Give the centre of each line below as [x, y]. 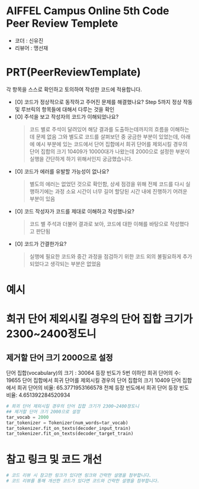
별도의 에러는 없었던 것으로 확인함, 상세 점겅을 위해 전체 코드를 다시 [107, 184]
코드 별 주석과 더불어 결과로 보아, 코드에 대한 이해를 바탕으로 [99, 224]
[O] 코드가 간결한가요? [41, 244]
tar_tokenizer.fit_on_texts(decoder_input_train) [69, 428]
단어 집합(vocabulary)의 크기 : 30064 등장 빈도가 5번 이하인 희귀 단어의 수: [93, 373]
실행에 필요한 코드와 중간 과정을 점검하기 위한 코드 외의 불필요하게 [105, 256]
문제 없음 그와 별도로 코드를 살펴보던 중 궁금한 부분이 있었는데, [107, 137]
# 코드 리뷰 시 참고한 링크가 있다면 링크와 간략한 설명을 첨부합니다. [79, 475]
